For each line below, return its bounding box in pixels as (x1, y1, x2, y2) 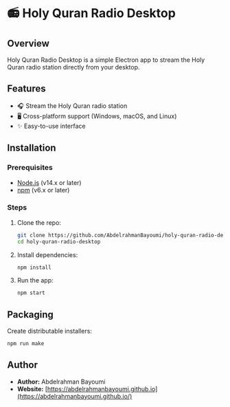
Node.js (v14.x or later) (16, 178, 82, 186)
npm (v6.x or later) (16, 186, 70, 194)
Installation (7, 142, 56, 154)
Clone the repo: (16, 218, 62, 227)
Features (7, 83, 46, 95)
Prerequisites (7, 163, 53, 173)
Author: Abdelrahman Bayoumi (16, 377, 106, 386)
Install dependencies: (16, 250, 78, 258)
